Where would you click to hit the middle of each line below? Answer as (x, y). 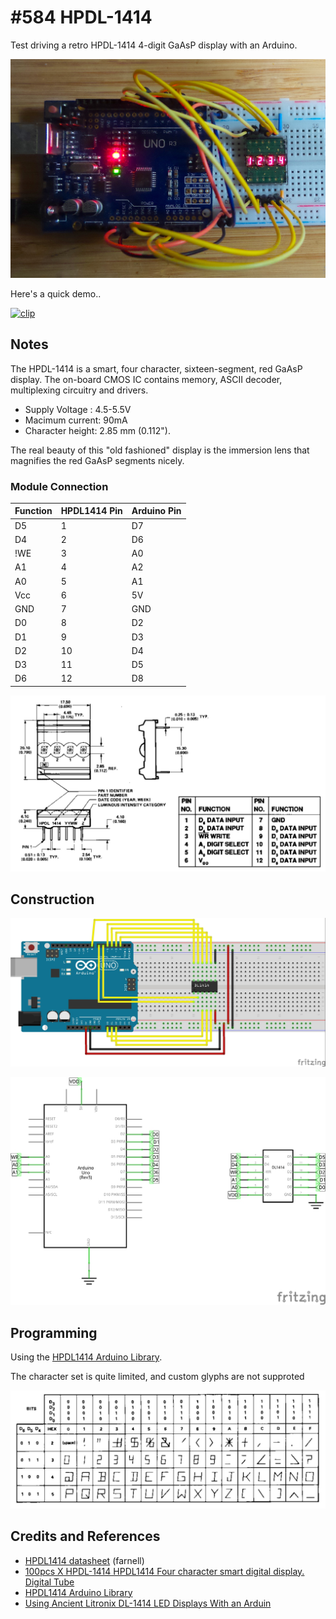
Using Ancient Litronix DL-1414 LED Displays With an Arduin (148, 1603)
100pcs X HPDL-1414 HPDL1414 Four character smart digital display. (164, 1571)
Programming (54, 1332)
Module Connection (59, 486)
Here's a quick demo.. (56, 293)
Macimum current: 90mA (76, 420)
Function (33, 511)
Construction (52, 899)
